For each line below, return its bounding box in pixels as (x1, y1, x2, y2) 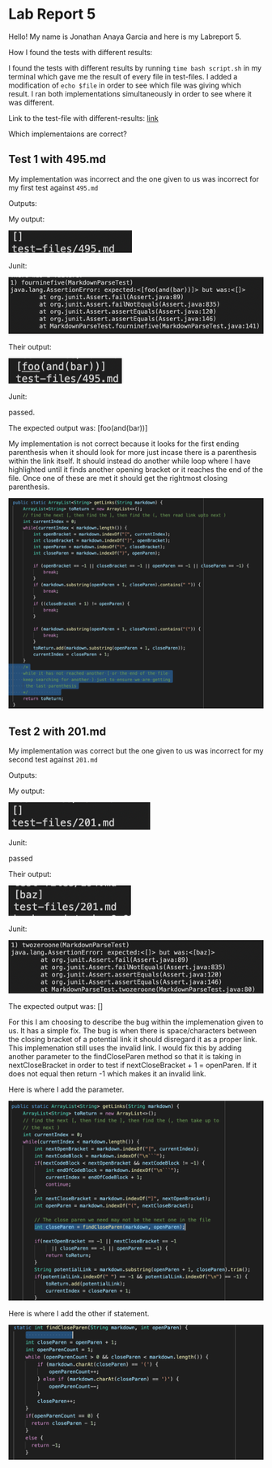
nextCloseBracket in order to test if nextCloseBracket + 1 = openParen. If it (8, 1060, 257, 1070)
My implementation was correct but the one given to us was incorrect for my (8, 745, 264, 755)
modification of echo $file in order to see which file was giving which (8, 80, 241, 90)
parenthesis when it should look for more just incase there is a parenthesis (8, 447, 257, 457)
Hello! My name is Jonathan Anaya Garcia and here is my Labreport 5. (8, 32, 241, 41)
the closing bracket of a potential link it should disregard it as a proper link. (8, 1034, 257, 1044)
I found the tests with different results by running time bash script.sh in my (8, 62, 261, 73)
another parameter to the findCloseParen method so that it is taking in (8, 1051, 241, 1061)
